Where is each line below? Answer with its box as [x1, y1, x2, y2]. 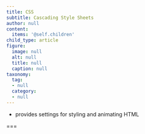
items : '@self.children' [12, 32, 75, 38]
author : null [6, 20, 40, 26]
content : [6, 26, 29, 32]
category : [12, 88, 37, 94]
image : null [12, 49, 43, 55]
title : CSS [6, 9, 34, 15]
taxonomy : [6, 71, 32, 77]
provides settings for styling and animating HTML [15, 110, 140, 118]
